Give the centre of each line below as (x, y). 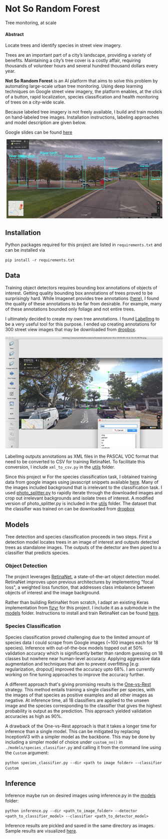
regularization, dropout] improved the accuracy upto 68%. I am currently (80, 669)
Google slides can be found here (39, 132)
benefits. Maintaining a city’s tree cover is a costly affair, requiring (73, 60)
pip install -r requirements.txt (40, 260)
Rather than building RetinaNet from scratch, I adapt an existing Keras (77, 602)
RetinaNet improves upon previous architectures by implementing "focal (79, 582)
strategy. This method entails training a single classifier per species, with (80, 689)
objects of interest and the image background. (53, 593)
